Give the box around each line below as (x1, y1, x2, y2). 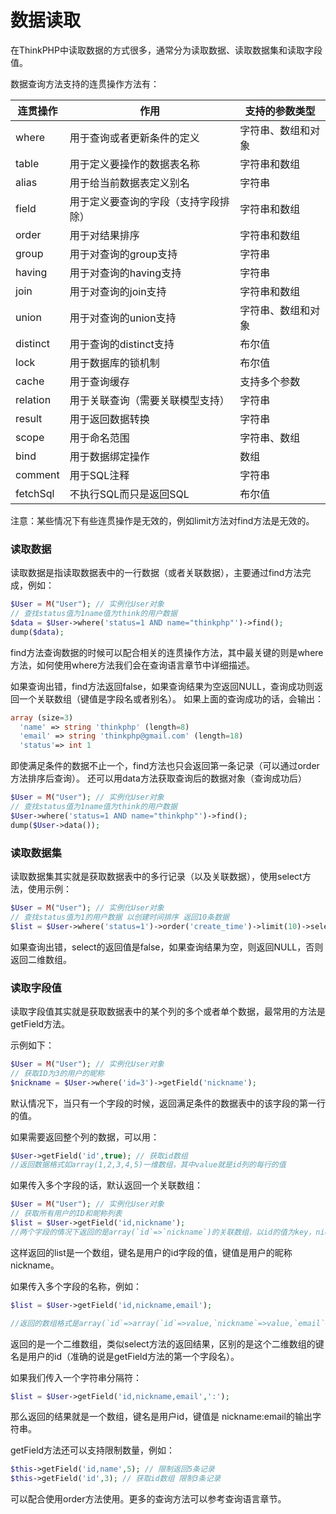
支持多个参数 (239, 374, 301, 388)
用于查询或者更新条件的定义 (69, 131, 200, 145)
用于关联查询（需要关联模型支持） (69, 393, 230, 407)
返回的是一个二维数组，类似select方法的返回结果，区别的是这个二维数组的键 (10, 1337, 325, 1350)
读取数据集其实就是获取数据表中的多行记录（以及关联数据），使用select (10, 871, 303, 883)
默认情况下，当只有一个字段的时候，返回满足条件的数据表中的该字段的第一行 (10, 1097, 326, 1109)
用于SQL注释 (69, 468, 130, 482)
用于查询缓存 (69, 374, 130, 388)
